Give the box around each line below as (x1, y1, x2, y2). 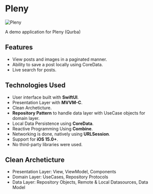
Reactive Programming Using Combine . (12, 125, 93, 131)
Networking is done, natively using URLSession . (12, 131, 111, 137)
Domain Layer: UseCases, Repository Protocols (12, 174, 108, 180)
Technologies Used (5, 81, 65, 89)
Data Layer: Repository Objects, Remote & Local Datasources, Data (12, 179, 149, 185)
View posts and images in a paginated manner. (12, 56, 107, 62)
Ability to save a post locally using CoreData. (12, 61, 103, 67)
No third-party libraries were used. (12, 141, 83, 147)
